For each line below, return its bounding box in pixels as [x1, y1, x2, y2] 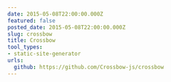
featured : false [7, 17, 56, 24]
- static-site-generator [7, 51, 81, 58]
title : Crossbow [7, 37, 56, 44]
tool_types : [7, 43, 43, 51]
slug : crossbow [7, 30, 53, 38]
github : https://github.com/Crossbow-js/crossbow [14, 63, 164, 71]
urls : [7, 57, 24, 64]
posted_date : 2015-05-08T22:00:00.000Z [7, 24, 126, 31]
